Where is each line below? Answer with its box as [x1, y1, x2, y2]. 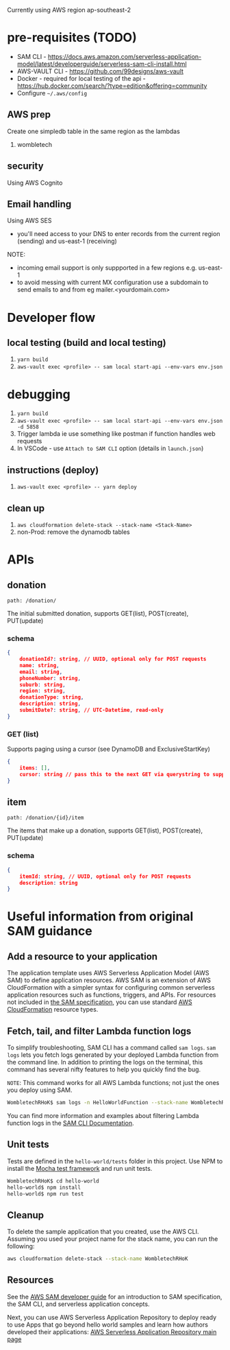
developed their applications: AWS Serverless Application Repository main [7, 1327, 217, 1336]
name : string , [19, 662, 60, 668]
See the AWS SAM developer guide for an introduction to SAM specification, [7, 1292, 222, 1301]
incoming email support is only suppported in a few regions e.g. [16, 264, 197, 272]
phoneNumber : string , [19, 675, 81, 682]
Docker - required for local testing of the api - [16, 74, 146, 82]
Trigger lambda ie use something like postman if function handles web [16, 430, 216, 438]
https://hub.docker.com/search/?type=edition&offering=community [16, 82, 207, 90]
